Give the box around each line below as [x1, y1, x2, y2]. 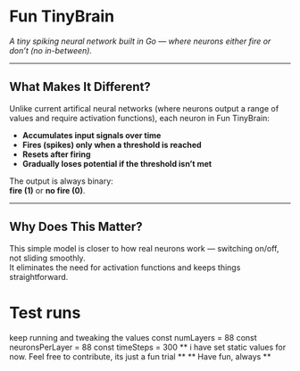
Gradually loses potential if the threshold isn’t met [21, 158, 212, 169]
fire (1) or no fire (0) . [9, 185, 86, 195]
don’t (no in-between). [9, 45, 92, 55]
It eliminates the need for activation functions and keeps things [9, 261, 241, 273]
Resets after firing [21, 149, 91, 160]
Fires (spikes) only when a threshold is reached [21, 139, 203, 150]
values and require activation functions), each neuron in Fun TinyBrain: [9, 112, 270, 123]
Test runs [9, 302, 81, 323]
